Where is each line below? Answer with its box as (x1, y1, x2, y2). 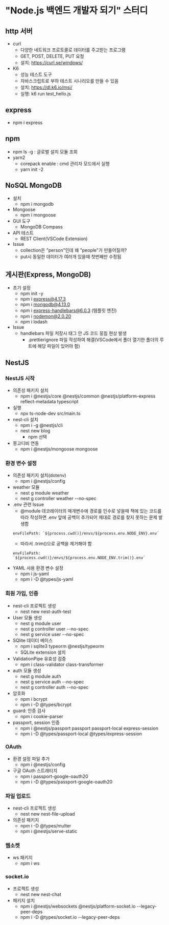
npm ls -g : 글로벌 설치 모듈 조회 (12, 148, 78, 154)
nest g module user (20, 620, 61, 626)
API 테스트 (12, 230, 34, 236)
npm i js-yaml (20, 570, 50, 577)
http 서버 (5, 27, 33, 35)
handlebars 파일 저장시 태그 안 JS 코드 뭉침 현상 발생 (20, 330, 127, 337)
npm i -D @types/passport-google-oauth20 (20, 778, 113, 785)
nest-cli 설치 (12, 416, 38, 422)
